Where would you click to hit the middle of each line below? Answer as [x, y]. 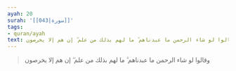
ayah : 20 [20, 14]
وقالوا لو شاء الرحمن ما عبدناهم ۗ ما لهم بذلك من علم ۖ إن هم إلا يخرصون [117, 60]
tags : [15, 27]
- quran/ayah [26, 33]
